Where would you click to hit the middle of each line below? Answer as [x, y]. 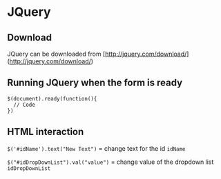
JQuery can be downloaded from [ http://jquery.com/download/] [98, 54]
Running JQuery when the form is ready [95, 83]
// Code [25, 105]
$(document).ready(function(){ [52, 98]
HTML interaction [46, 132]
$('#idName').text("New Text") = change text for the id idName [96, 148]
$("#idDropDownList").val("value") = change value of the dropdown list [110, 162]
